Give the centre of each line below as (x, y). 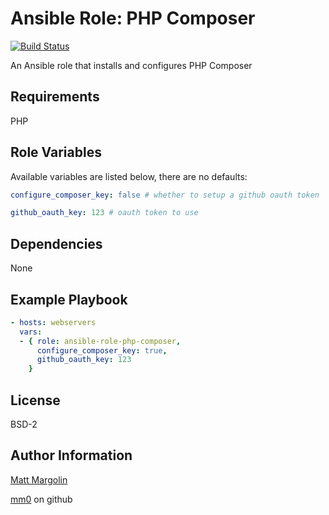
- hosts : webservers (53, 322)
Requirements (55, 97)
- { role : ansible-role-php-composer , (100, 341)
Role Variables (56, 152)
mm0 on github (41, 499)
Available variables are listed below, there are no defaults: (129, 176)
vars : (31, 332)
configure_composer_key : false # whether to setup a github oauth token (165, 195)
